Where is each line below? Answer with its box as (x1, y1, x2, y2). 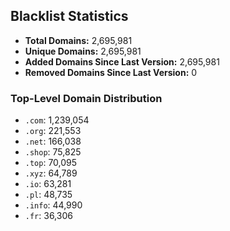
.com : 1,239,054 (24, 114, 90, 126)
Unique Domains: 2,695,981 (24, 45, 142, 57)
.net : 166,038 (24, 135, 82, 148)
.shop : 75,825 (24, 146, 82, 158)
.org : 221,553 (24, 125, 82, 137)
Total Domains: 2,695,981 (24, 34, 133, 46)
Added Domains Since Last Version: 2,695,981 (24, 55, 220, 68)
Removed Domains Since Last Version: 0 (24, 66, 198, 78)
